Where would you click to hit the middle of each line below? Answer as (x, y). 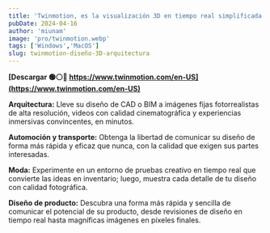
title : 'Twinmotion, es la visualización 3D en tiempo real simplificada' (137, 16)
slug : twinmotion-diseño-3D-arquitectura (79, 53)
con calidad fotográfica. (48, 187)
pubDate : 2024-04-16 (43, 23)
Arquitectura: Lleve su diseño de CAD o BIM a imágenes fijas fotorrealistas (134, 104)
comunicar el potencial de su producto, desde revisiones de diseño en (125, 212)
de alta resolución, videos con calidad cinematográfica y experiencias (125, 113)
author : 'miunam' (38, 31)
